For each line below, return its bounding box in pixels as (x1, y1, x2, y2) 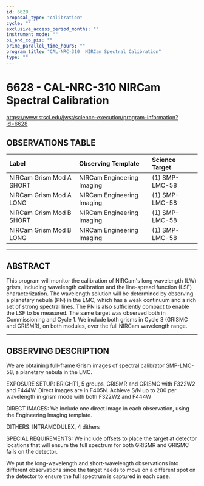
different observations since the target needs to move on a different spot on (6, 467, 196, 473)
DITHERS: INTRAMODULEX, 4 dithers (6, 423, 100, 430)
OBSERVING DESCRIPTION (6, 345, 109, 356)
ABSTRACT (6, 261, 50, 271)
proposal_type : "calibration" (6, 15, 83, 21)
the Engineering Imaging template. (6, 412, 92, 418)
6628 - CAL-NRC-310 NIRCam (6, 80, 161, 94)
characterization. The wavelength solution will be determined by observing (6, 290, 194, 297)
